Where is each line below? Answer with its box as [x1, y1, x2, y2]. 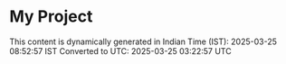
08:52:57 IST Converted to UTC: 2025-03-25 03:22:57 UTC [9, 45, 233, 56]
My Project [9, 6, 93, 27]
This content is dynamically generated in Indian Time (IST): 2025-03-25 [9, 36, 278, 47]
